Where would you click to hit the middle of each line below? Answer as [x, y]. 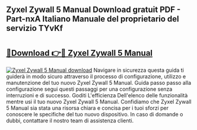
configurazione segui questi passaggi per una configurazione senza [89, 89]
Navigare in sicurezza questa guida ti [139, 70]
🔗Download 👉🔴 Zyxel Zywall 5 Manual [80, 53]
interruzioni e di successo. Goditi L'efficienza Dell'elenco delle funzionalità [97, 95]
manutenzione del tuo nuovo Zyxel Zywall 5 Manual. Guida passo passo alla [99, 83]
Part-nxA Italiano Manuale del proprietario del [93, 19]
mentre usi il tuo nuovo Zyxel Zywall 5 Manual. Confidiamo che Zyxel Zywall [99, 102]
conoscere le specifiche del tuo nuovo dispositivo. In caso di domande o [95, 114]
